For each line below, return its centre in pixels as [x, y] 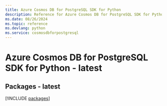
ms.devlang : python [25, 28]
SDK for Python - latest [54, 68]
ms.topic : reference [27, 24]
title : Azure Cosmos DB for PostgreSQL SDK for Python [63, 10]
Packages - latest [33, 86]
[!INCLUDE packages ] [28, 98]
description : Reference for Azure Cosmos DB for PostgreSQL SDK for [78, 14]
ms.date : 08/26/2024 [27, 19]
